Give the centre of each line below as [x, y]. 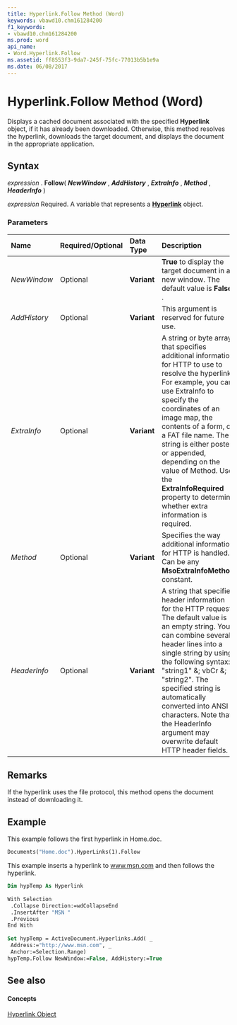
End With [20, 926]
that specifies [184, 346]
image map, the [187, 417]
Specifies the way [191, 535]
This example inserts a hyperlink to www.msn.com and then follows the [111, 866]
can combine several [196, 635]
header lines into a [192, 643]
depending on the [191, 462]
